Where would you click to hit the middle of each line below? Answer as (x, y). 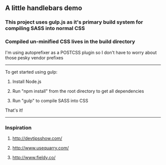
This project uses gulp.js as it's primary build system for (74, 22)
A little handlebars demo (44, 8)
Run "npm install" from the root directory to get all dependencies (78, 91)
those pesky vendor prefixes (34, 58)
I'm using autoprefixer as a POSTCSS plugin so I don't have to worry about (81, 52)
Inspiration (19, 127)
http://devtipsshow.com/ (37, 138)
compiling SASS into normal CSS (45, 28)
